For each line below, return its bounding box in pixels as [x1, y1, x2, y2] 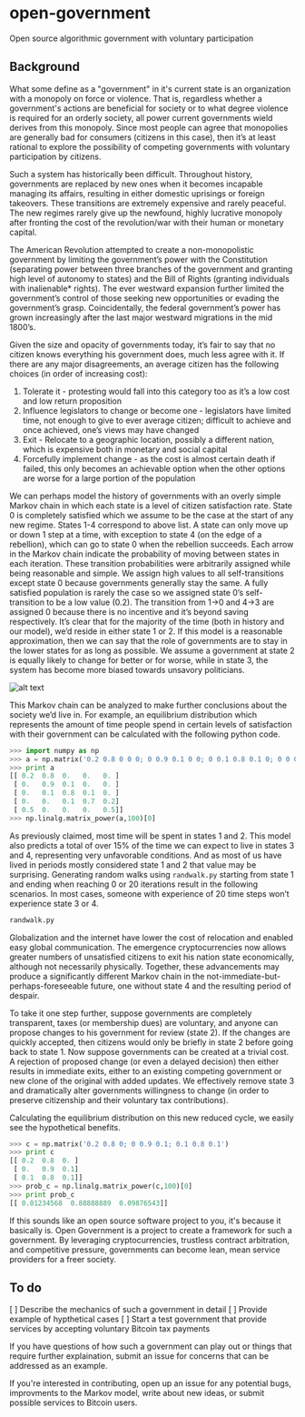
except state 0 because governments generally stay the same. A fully [9, 577, 269, 588]
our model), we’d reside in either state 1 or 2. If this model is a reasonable [9, 626, 283, 637]
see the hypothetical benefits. [9, 1121, 121, 1132]
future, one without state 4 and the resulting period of [90, 980, 292, 991]
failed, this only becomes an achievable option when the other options [22, 463, 286, 474]
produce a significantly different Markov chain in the [9, 970, 205, 981]
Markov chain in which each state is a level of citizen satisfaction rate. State [9, 499, 293, 511]
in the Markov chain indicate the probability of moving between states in [9, 548, 280, 559]
